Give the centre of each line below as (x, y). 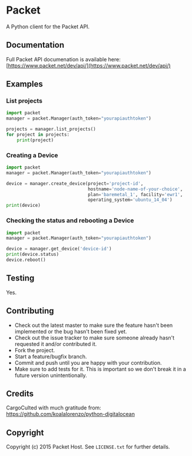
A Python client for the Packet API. (48, 27)
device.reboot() (26, 260)
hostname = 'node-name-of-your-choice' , (135, 189)
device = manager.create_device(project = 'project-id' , (75, 183)
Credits (20, 393)
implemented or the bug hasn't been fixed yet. (71, 331)
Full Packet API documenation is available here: (63, 59)
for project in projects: (38, 135)
